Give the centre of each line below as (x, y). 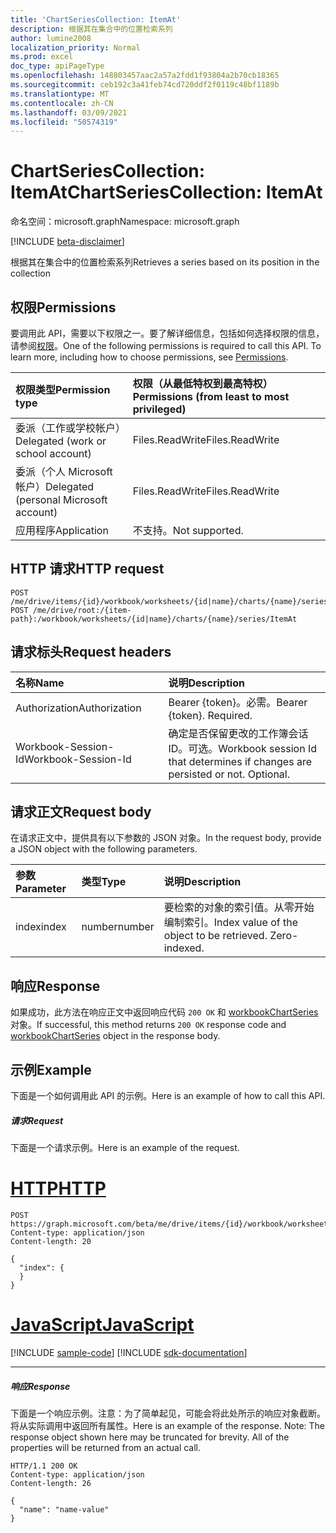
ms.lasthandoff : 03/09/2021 (69, 112)
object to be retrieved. (215, 936)
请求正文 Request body (81, 812)
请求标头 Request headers (91, 652)
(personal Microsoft (61, 499)
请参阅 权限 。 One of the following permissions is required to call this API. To (166, 345)
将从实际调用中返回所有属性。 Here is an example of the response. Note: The (167, 1425)
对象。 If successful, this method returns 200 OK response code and (148, 1025)
